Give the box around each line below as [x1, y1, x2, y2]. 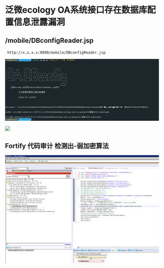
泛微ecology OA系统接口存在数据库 [5, 4, 147, 16]
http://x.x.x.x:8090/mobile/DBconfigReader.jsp [7, 50, 106, 55]
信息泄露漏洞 [14, 17, 65, 28]
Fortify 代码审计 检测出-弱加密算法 [5, 142, 109, 150]
